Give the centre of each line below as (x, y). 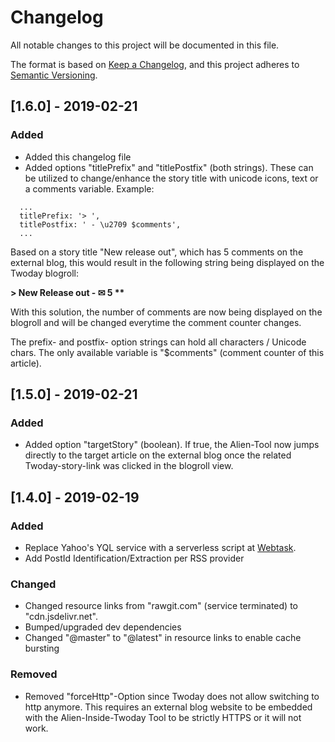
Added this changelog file (78, 157)
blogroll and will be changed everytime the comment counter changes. (156, 322)
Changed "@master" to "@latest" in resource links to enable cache (163, 638)
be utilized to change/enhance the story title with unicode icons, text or (171, 178)
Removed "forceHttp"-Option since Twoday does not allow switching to (172, 696)
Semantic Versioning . (54, 75)
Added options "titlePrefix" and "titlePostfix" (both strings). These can (169, 167)
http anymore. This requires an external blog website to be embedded (168, 707)
